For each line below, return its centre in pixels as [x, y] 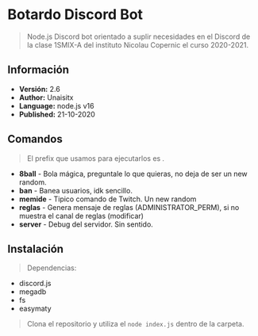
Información [38, 70]
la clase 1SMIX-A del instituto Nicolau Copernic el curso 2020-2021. [138, 44]
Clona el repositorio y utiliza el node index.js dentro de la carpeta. [135, 324]
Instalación [36, 248]
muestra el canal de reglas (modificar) [81, 216]
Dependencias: [52, 268]
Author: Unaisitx [46, 97]
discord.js [35, 284]
